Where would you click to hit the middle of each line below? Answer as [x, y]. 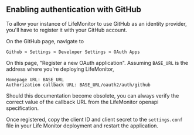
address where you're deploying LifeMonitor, [60, 69]
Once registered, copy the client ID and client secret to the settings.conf [94, 119]
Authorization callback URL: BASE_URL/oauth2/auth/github [78, 85]
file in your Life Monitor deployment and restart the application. [82, 126]
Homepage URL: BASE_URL [35, 79]
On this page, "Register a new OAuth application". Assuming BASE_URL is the [97, 63]
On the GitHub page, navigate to [45, 41]
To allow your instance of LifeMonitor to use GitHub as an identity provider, [96, 23]
